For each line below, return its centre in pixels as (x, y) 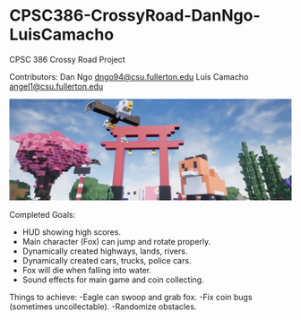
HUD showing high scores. (71, 232)
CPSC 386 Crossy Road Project (67, 59)
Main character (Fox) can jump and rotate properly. (116, 242)
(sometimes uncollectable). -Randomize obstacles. (103, 307)
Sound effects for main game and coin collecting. (113, 280)
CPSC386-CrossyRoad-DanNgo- (135, 16)
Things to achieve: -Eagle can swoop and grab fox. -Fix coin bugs (131, 298)
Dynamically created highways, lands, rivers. (105, 251)
